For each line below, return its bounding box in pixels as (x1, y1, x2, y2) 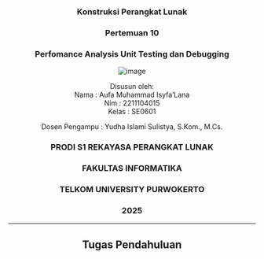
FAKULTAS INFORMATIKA (82, 162, 182, 173)
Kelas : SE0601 (108, 107, 156, 117)
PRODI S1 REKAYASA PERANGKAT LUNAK (50, 142, 214, 153)
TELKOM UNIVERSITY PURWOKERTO (59, 183, 205, 194)
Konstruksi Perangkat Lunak (76, 6, 188, 17)
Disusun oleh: (109, 82, 155, 91)
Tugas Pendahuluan (82, 238, 182, 251)
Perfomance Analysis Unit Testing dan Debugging (35, 48, 229, 59)
